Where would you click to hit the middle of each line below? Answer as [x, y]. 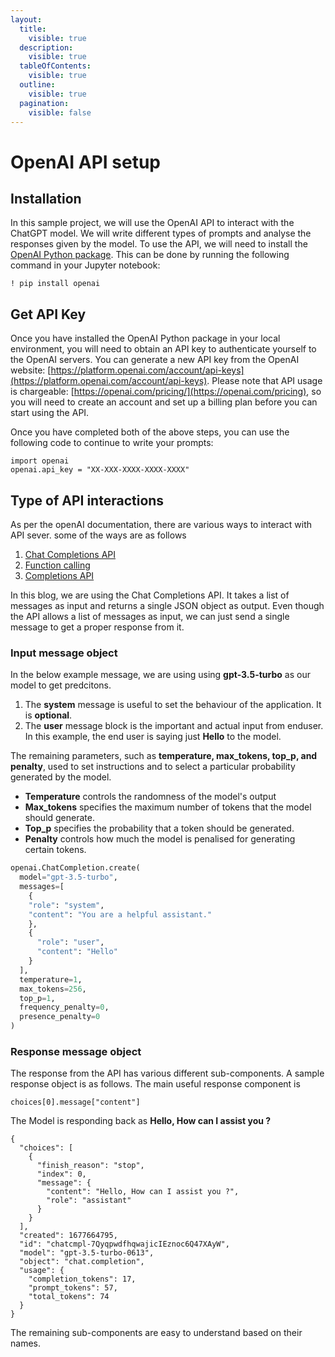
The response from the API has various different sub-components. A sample [167, 1073]
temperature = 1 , [51, 979]
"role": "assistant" [89, 1201]
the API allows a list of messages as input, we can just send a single [150, 616]
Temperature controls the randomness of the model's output [150, 797]
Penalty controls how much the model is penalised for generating [160, 839]
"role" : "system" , [66, 905]
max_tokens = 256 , [53, 989]
